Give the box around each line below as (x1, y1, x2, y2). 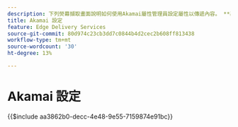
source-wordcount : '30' (7, 43, 78, 50)
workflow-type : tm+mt (7, 37, 72, 44)
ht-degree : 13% (7, 50, 52, 57)
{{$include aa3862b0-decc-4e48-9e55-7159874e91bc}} (7, 112, 174, 121)
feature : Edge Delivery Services (7, 23, 106, 30)
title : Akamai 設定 (7, 17, 63, 24)
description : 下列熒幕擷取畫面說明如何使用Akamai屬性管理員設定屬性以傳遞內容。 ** (7, 10, 230, 18)
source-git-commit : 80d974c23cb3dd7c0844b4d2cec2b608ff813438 (7, 30, 195, 37)
